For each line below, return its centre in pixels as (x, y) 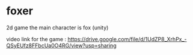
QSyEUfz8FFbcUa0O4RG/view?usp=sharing (61, 45)
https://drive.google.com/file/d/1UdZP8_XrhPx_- (127, 39)
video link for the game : (36, 39)
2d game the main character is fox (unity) (57, 27)
